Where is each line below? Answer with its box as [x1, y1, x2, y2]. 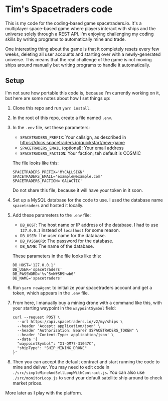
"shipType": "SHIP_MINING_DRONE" [17, 345, 87, 350]
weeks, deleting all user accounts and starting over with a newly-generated [5, 51, 161, 57]
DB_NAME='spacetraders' [12, 275, 63, 281]
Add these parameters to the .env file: [12, 212, 91, 218]
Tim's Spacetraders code [5, 4, 113, 15]
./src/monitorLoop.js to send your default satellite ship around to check [12, 374, 162, 380]
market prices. [12, 380, 43, 386]
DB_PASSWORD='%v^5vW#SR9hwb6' [12, 271, 76, 276]
